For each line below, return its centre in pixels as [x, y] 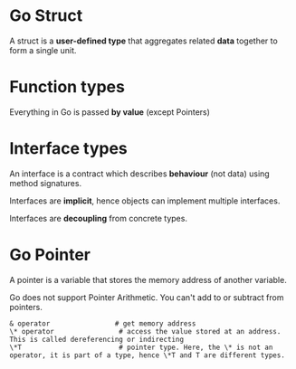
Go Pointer [50, 255]
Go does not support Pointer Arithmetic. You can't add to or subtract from [147, 297]
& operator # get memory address [103, 323]
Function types [67, 87]
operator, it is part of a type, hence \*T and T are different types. [147, 355]
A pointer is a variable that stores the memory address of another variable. [148, 279]
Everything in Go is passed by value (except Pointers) [110, 112]
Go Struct [46, 16]
